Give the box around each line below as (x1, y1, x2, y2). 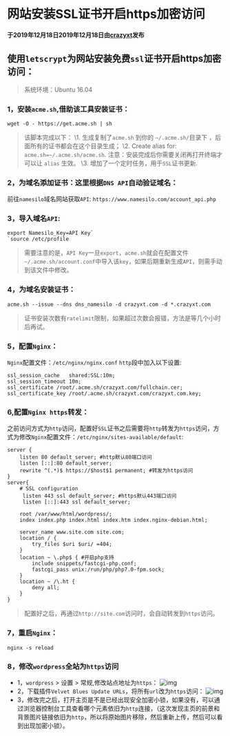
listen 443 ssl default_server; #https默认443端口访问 (22, 493, 177, 500)
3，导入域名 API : (7, 214, 61, 224)
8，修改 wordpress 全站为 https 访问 (7, 662, 119, 671)
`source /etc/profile (7, 235, 70, 243)
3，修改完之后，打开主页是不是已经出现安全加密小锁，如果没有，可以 (17, 695, 215, 704)
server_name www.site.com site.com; (19, 529, 125, 536)
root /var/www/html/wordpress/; (19, 511, 112, 518)
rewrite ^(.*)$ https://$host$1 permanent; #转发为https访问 (19, 467, 194, 474)
